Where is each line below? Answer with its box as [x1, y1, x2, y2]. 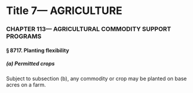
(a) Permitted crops [6, 60, 55, 67]
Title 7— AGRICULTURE [6, 4, 123, 18]
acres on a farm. [6, 81, 46, 88]
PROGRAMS [6, 32, 42, 40]
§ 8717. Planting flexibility [6, 47, 70, 54]
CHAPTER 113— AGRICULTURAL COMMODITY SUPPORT [6, 25, 171, 33]
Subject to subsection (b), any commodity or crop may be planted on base [6, 75, 187, 82]
